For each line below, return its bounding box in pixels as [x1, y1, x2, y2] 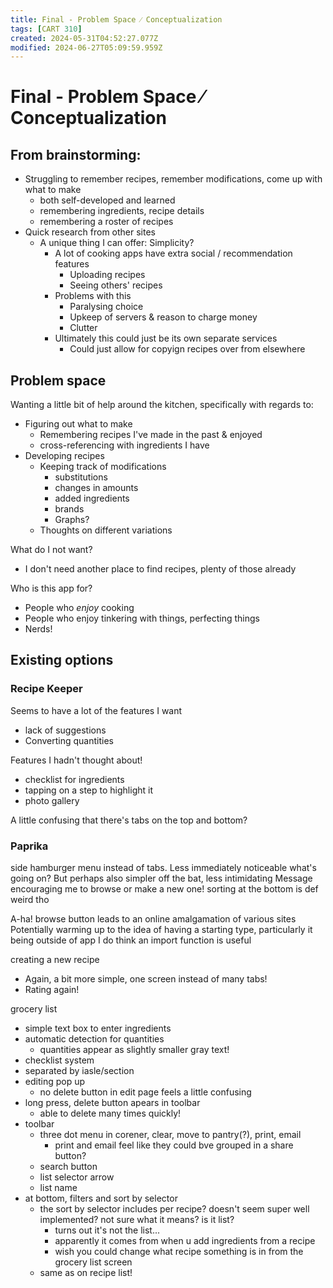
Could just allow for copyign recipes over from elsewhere [69, 343, 306, 355]
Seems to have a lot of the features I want [10, 704, 183, 716]
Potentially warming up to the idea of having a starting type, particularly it [10, 924, 313, 936]
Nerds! [24, 623, 53, 635]
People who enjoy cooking [24, 602, 135, 614]
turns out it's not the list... [54, 1224, 161, 1236]
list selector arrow [39, 1171, 115, 1183]
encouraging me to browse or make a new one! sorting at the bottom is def [10, 883, 319, 895]
